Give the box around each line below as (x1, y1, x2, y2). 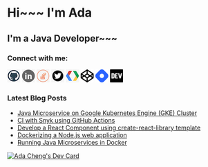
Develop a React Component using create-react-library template (17, 123, 201, 132)
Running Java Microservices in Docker (17, 139, 128, 147)
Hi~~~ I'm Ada (7, 5, 92, 21)
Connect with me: (7, 53, 68, 63)
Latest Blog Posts (7, 93, 67, 103)
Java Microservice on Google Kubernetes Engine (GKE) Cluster (17, 109, 198, 117)
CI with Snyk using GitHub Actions (17, 116, 115, 125)
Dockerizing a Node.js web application (17, 131, 128, 139)
